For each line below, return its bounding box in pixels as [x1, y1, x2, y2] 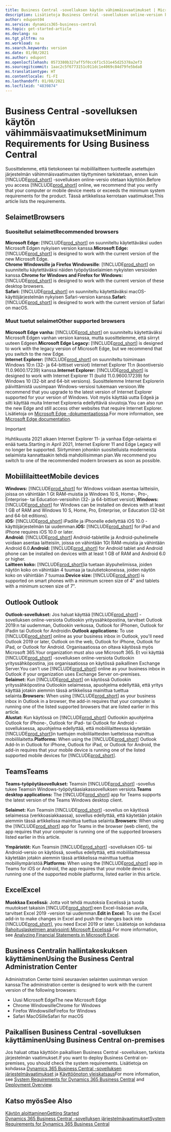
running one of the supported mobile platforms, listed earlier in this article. [5, 871, 161, 877]
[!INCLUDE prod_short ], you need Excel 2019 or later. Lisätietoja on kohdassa [5, 921, 166, 927]
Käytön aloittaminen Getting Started [5, 1110, 79, 1116]
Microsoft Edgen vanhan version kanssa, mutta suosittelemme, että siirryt [5, 335, 160, 341]
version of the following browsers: [5, 987, 77, 993]
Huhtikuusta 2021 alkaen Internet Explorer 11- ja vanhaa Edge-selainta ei [5, 436, 157, 442]
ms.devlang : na [5, 31, 38, 36]
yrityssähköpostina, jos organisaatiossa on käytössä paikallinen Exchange [5, 660, 160, 666]
